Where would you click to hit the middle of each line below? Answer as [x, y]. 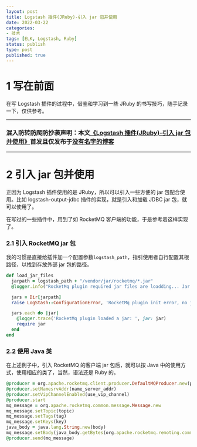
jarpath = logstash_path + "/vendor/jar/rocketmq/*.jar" [82, 281]
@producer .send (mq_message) [40, 438]
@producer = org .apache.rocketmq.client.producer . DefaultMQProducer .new [97, 384]
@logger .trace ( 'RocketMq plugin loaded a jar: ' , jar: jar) [91, 319]
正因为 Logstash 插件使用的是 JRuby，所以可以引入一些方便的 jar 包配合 [93, 192]
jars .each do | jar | [35, 313]
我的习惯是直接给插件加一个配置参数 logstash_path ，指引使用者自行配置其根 [98, 257]
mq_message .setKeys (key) [36, 422]
